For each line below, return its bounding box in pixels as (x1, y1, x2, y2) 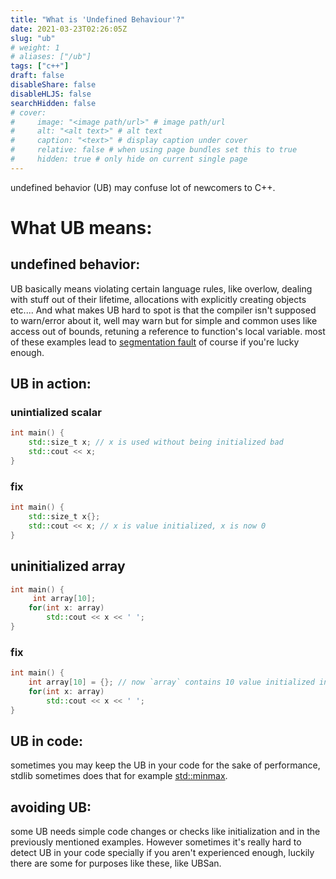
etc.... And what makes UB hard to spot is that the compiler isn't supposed (10, 304, 317, 316)
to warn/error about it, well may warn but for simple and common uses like (10, 314, 318, 326)
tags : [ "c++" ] (10, 61, 70, 71)
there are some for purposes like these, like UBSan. (10, 857, 222, 870)
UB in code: (10, 732, 83, 750)
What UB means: (10, 216, 153, 239)
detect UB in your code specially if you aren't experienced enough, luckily (10, 847, 315, 859)
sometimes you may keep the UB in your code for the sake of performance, (10, 759, 321, 771)
